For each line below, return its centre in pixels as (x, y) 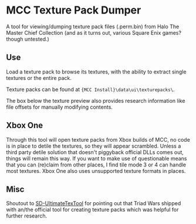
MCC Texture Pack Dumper (74, 10)
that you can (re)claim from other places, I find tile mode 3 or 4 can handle (96, 165)
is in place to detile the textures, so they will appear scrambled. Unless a (94, 146)
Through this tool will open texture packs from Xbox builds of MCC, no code (98, 139)
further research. (27, 216)
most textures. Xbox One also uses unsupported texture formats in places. (96, 170)
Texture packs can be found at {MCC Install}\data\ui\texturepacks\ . (90, 89)
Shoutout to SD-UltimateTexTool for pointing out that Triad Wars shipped (94, 203)
